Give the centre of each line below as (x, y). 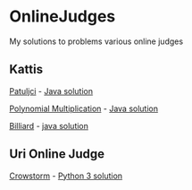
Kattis (26, 69)
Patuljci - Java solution (51, 91)
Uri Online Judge (57, 154)
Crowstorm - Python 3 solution (66, 176)
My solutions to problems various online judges (96, 41)
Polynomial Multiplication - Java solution (84, 108)
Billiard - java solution (49, 125)
